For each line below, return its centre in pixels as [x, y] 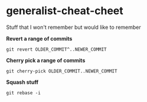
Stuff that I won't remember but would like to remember [74, 27]
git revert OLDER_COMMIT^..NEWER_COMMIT [57, 49]
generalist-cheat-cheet [65, 11]
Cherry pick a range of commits [46, 60]
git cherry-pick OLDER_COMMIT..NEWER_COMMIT [62, 71]
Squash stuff [22, 82]
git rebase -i [24, 93]
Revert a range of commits [39, 38]
